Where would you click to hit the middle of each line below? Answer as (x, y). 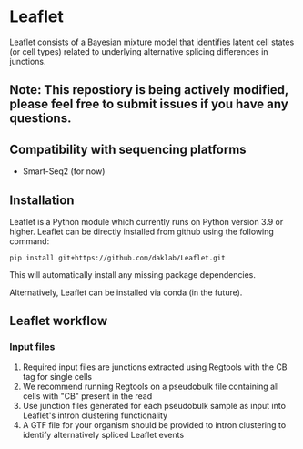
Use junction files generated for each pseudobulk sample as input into (154, 405)
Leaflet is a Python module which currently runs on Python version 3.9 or (146, 221)
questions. (40, 119)
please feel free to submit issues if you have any (149, 104)
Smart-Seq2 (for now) (64, 171)
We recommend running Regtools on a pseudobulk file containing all (151, 386)
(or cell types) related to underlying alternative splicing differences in (139, 51)
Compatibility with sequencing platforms (128, 149)
